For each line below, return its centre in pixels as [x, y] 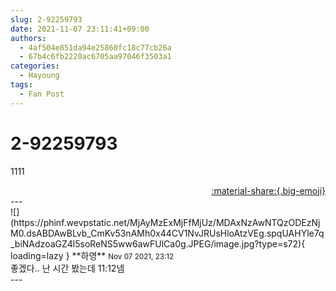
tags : [21, 85]
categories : [35, 66]
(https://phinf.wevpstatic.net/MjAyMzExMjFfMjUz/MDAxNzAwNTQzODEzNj [165, 222]
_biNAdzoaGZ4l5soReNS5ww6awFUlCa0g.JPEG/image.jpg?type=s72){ [158, 243]
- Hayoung [39, 76]
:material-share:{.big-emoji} [268, 190]
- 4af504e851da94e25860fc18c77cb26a [95, 47]
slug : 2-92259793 [46, 19]
